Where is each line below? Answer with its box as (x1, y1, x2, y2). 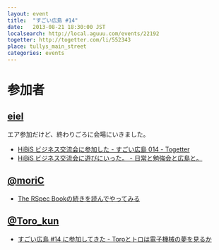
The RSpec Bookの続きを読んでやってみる (17, 194, 141, 203)
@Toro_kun (7, 215, 59, 227)
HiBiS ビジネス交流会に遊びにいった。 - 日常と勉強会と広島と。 (17, 154, 203, 162)
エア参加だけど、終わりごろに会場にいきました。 (7, 130, 150, 138)
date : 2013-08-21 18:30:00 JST (7, 23, 106, 30)
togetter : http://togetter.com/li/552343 (7, 37, 131, 44)
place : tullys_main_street (7, 43, 87, 50)
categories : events (7, 50, 65, 57)
